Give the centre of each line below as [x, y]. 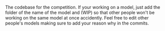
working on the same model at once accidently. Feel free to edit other [77, 18]
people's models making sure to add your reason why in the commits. [77, 23]
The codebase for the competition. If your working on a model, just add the [83, 7]
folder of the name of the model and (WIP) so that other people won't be [80, 12]
